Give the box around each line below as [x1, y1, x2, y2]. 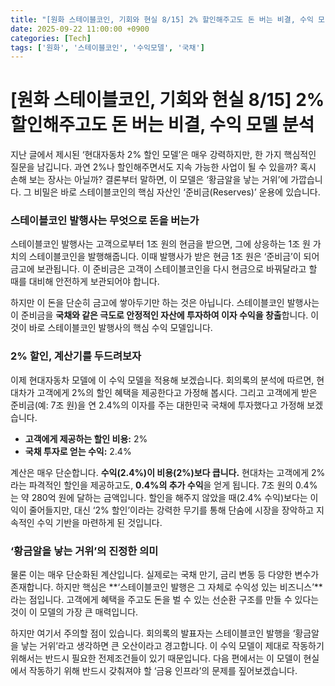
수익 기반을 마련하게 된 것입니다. [36, 516, 163, 528]
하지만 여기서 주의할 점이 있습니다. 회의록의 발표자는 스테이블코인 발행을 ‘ [10, 627, 296, 640]
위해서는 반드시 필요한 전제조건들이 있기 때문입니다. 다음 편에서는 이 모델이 [10, 652, 302, 665]
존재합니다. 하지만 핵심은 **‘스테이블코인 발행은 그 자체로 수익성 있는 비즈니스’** [10, 581, 323, 593]
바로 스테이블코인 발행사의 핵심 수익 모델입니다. [28, 322, 213, 334]
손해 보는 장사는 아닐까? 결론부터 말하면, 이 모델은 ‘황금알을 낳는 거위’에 [10, 174, 289, 186]
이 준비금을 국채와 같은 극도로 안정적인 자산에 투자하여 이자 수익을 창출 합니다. [10, 309, 309, 321]
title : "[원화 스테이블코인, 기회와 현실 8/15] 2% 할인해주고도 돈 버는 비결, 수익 [10, 14, 314, 25]
